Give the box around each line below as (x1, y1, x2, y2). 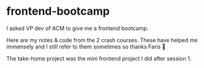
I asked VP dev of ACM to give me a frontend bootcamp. (6, 25, 149, 32)
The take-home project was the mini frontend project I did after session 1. (6, 55, 192, 62)
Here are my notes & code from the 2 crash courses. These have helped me (6, 36, 198, 43)
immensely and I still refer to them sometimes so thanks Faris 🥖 (6, 43, 166, 50)
